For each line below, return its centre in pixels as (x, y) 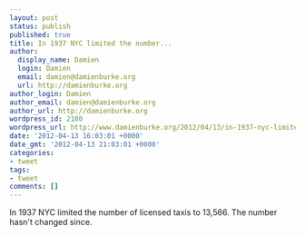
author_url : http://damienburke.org (79, 111)
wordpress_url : (38, 128)
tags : (20, 170)
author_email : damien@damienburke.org (83, 102)
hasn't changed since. (51, 222)
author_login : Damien (50, 93)
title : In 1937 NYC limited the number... (91, 43)
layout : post (34, 18)
